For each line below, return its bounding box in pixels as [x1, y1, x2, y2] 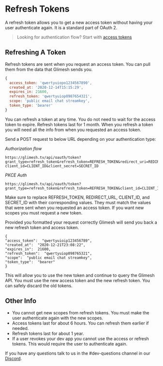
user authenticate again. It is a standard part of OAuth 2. [5, 24, 117, 30]
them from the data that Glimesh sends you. [5, 66, 93, 72]
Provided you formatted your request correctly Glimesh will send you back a [5, 219, 158, 225]
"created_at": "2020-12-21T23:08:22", [5, 242, 86, 247]
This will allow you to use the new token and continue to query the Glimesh [5, 272, 155, 278]
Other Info [5, 297, 36, 305]
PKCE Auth [5, 172, 27, 178]
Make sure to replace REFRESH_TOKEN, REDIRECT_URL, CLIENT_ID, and [5, 194, 150, 200]
